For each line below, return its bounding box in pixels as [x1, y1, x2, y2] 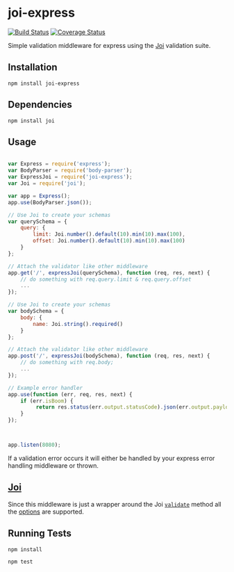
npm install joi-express [8, 80, 80, 87]
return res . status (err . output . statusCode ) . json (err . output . [35, 404, 214, 411]
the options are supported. [8, 507, 84, 516]
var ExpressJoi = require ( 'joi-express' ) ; [8, 174, 133, 181]
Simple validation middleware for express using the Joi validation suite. [8, 41, 211, 49]
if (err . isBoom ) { [20, 398, 74, 405]
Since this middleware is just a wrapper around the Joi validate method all [8, 500, 222, 508]
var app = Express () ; [8, 193, 71, 199]
